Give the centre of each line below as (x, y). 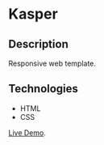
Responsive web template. (52, 63)
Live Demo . (27, 132)
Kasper (33, 14)
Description (38, 44)
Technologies (44, 89)
